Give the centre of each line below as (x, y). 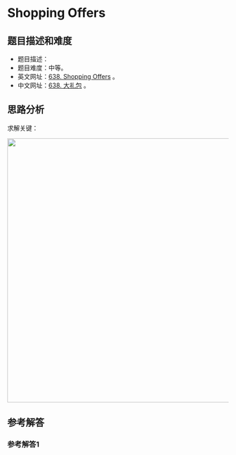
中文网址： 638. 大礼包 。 (53, 85)
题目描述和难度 (40, 40)
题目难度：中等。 (42, 68)
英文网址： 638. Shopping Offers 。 (68, 76)
